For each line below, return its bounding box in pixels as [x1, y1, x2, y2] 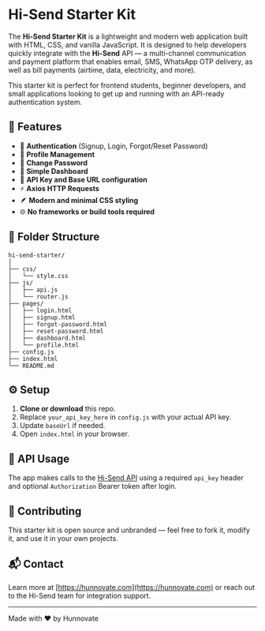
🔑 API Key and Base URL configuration [19, 175, 148, 184]
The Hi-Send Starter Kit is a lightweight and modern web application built [8, 32, 248, 41]
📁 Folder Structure [8, 231, 100, 244]
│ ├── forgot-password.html [8, 320, 108, 329]
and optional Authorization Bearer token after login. [8, 482, 177, 491]
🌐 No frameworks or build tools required [19, 207, 155, 216]
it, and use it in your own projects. [8, 534, 118, 543]
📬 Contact [8, 558, 64, 571]
